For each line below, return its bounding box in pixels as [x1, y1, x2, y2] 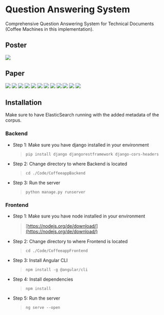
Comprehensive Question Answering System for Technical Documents [5, 21, 154, 27]
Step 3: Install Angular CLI [12, 257, 68, 263]
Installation [5, 98, 42, 107]
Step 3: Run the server [12, 180, 60, 186]
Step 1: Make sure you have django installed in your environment [12, 142, 149, 148]
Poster [5, 41, 27, 50]
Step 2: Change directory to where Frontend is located [12, 238, 128, 244]
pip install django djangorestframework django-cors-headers [25, 151, 159, 157]
